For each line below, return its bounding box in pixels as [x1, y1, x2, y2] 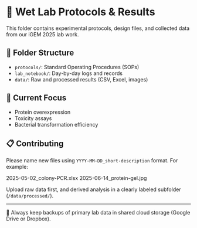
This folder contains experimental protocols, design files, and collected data [6, 25, 190, 32]
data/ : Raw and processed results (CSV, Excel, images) [14, 76, 148, 83]
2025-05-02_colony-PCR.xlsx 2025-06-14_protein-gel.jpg [6, 175, 147, 182]
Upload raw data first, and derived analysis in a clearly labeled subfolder [6, 186, 181, 193]
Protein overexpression [14, 108, 71, 115]
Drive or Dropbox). [6, 215, 51, 222]
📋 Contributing [6, 138, 64, 148]
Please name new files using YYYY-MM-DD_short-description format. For [6, 157, 178, 164]
